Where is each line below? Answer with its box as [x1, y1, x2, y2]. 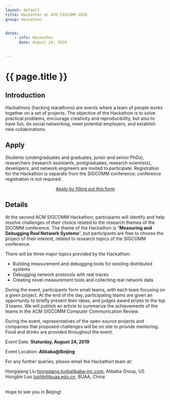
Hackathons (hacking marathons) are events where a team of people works [5, 105, 163, 111]
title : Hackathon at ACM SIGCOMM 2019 [5, 12, 87, 17]
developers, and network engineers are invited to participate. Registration [5, 165, 159, 171]
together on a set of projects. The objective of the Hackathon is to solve [5, 110, 156, 116]
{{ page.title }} [5, 71, 68, 83]
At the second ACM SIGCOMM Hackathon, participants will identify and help [5, 214, 165, 220]
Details [5, 201, 28, 209]
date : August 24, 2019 [18, 40, 67, 45]
